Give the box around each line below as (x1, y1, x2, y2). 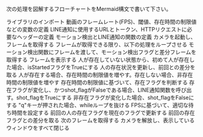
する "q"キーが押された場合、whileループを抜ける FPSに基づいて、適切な (6, 102, 189, 109)
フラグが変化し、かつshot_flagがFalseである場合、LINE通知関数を (11, 87, 176, 93)
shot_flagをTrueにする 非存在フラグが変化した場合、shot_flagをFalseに (16, 94, 195, 101)
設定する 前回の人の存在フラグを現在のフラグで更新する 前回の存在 (27, 109, 195, 116)
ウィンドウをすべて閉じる (6, 124, 70, 132)
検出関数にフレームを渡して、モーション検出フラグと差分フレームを (27, 48, 197, 56)
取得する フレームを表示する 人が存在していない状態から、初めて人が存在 (6, 56, 190, 63)
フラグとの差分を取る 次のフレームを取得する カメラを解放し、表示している (6, 117, 195, 124)
